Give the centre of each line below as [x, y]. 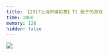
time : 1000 [20, 18]
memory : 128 [21, 23]
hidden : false [24, 29]
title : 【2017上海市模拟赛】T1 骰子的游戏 [54, 12]
